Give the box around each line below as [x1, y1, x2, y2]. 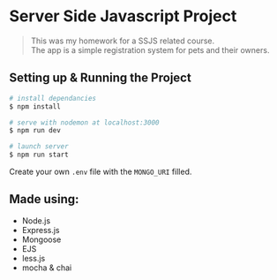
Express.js [21, 224, 60, 235]
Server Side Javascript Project [9, 6, 237, 26]
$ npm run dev [9, 126, 62, 135]
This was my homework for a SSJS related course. [30, 35, 215, 46]
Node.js [21, 215, 51, 226]
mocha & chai [21, 262, 72, 273]
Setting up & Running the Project [9, 71, 191, 86]
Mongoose [21, 234, 62, 245]
